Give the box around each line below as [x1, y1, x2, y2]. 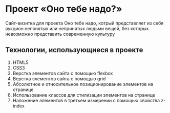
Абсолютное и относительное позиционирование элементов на [12, 81, 154, 87]
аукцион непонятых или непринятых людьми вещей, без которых [5, 25, 149, 31]
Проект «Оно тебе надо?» [5, 3, 122, 15]
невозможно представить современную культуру [5, 31, 115, 37]
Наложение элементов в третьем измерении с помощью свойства [12, 97, 160, 103]
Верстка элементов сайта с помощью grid [12, 75, 106, 82]
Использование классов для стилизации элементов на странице [12, 92, 155, 98]
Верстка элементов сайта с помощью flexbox [12, 70, 113, 76]
